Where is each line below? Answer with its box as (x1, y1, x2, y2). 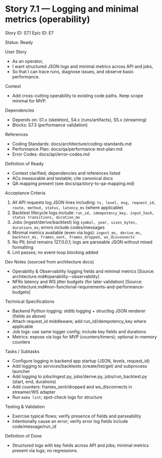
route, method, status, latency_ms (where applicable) (12, 204, 123, 210)
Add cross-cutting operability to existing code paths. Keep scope (12, 93, 143, 99)
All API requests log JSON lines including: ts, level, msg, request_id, (12, 199, 156, 205)
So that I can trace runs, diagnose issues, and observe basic (12, 68, 134, 74)
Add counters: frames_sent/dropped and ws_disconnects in (12, 384, 133, 390)
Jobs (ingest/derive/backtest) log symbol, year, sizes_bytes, (12, 219, 138, 225)
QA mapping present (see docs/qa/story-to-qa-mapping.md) (12, 180, 135, 186)
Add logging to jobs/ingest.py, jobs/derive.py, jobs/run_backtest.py (12, 373, 147, 379)
